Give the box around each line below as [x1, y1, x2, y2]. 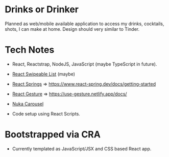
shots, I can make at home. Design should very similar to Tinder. [5, 26, 140, 32]
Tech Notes [5, 44, 55, 56]
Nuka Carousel [12, 101, 44, 107]
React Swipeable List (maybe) [12, 71, 75, 77]
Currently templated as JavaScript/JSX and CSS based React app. [12, 145, 152, 152]
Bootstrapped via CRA [5, 129, 101, 141]
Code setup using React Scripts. [12, 110, 80, 116]
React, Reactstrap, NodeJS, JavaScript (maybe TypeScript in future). [12, 61, 157, 67]
